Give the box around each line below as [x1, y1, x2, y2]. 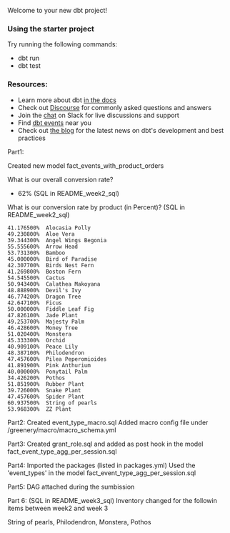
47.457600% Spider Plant [7, 393, 84, 400]
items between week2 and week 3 [7, 504, 109, 512]
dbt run [17, 54, 40, 63]
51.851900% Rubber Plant [7, 380, 84, 388]
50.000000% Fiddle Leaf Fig [7, 305, 94, 313]
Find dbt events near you [17, 118, 91, 127]
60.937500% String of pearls [7, 399, 98, 407]
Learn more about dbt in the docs [17, 96, 116, 104]
